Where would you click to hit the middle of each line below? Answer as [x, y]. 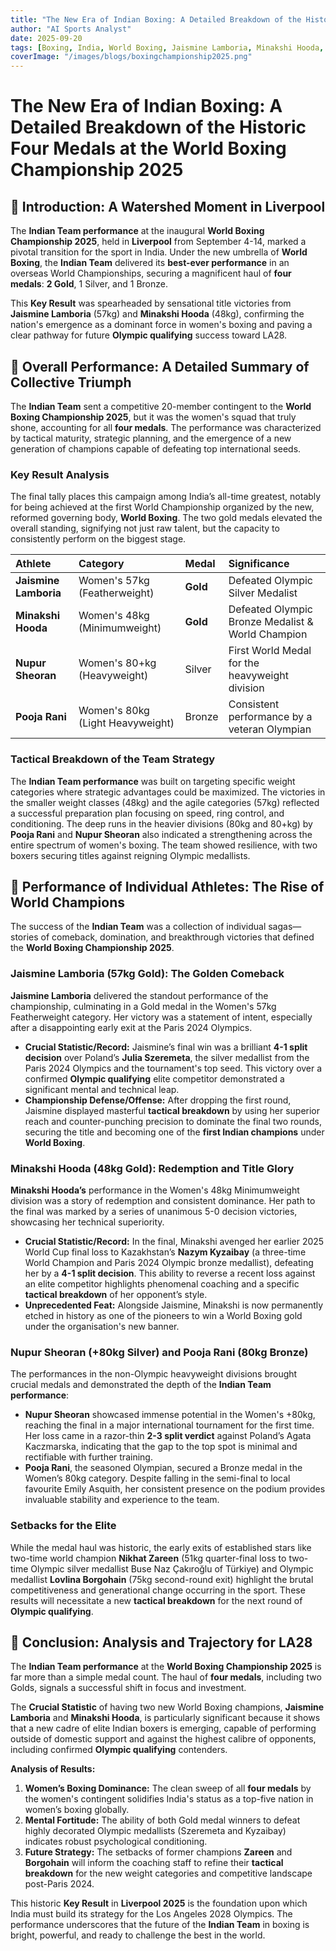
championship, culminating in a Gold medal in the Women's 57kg [143, 1006]
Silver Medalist [263, 593]
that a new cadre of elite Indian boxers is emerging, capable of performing [163, 1728]
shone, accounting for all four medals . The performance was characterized [166, 427]
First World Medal [270, 651]
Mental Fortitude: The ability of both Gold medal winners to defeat [162, 1820]
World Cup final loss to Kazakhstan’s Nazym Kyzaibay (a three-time [165, 1252]
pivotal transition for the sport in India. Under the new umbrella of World [159, 252]
